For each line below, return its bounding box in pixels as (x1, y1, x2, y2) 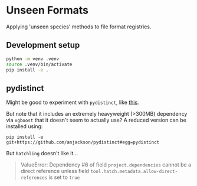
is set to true (48, 174, 80, 181)
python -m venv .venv (6, 56, 60, 62)
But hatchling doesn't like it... (6, 150, 78, 157)
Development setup (6, 40, 80, 50)
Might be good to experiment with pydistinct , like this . (6, 99, 140, 106)
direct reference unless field (20, 168, 90, 175)
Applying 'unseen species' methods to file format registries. (6, 23, 152, 30)
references (20, 175, 48, 181)
